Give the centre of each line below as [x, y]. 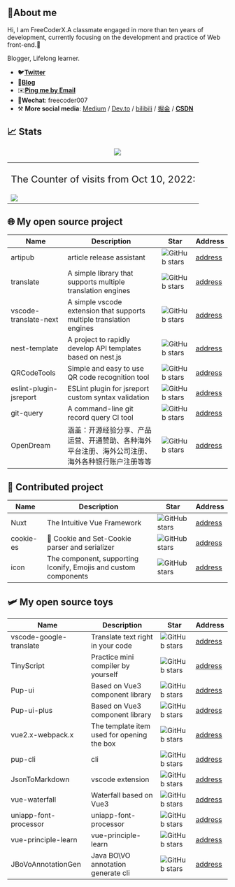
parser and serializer [80, 548]
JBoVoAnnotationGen [46, 865]
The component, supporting [93, 559]
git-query [27, 413]
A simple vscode [95, 302]
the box [103, 744]
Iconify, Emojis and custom [91, 567]
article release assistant [106, 257]
